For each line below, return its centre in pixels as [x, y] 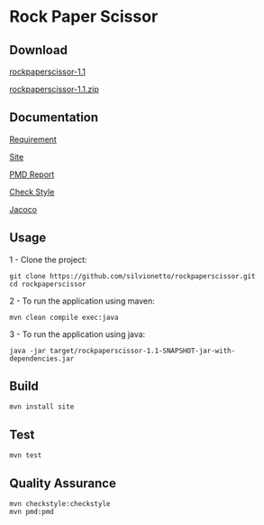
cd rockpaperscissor [48, 284]
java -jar [28, 351]
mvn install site [42, 407]
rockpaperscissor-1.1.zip [54, 89]
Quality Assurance [63, 483]
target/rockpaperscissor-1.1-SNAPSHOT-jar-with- [142, 351]
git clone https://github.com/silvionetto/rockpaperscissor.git [132, 276]
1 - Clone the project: [48, 259]
